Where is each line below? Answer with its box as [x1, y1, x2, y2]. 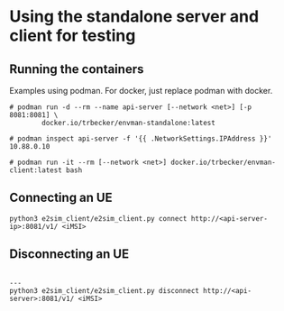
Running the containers [9, 61, 144, 77]
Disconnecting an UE [9, 246, 129, 262]
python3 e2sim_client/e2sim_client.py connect [9, 214, 188, 223]
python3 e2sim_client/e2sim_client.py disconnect [9, 286, 200, 295]
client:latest [9, 166, 63, 175]
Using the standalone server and [9, 6, 260, 27]
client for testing [9, 25, 136, 46]
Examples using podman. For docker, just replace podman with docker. [9, 86, 273, 96]
